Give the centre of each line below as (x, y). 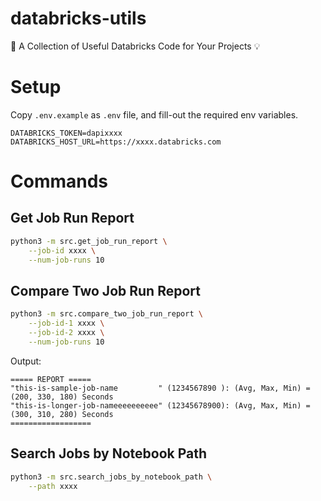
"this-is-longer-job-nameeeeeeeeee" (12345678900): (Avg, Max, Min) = (160, 405)
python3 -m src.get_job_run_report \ (89, 241)
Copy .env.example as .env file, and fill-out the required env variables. (154, 114)
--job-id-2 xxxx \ (66, 333)
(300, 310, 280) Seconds (62, 414)
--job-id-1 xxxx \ (66, 323)
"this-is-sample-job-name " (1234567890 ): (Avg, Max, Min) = (160, 388)
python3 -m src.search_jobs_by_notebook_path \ (111, 477)
